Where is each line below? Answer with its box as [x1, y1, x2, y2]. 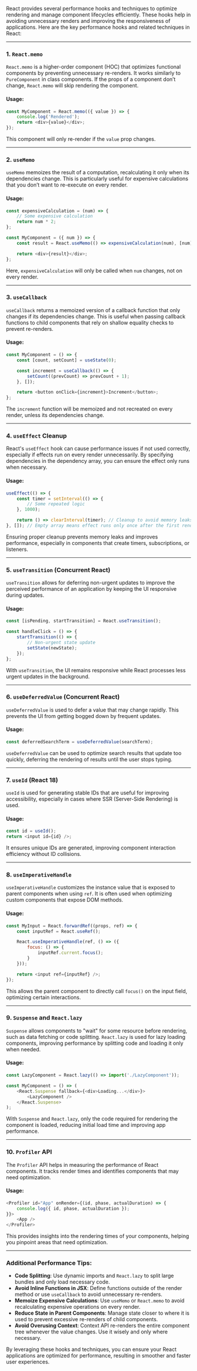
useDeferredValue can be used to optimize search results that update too [6, 749, 182, 756]
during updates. [6, 592, 45, 599]
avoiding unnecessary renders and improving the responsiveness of [6, 18, 171, 24]
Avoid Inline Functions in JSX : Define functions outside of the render [14, 1285, 183, 1292]
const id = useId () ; [6, 828, 57, 834]
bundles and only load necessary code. [14, 1278, 110, 1285]
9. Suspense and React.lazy [6, 1014, 83, 1022]
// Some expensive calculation [16, 214, 93, 219]
